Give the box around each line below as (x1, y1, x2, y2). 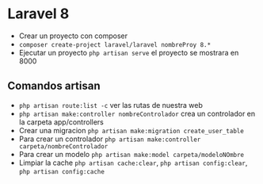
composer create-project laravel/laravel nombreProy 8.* (18, 40, 212, 48)
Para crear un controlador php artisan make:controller (18, 134, 201, 144)
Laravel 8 (7, 5, 70, 23)
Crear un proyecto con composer (18, 31, 128, 40)
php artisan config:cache (18, 167, 105, 175)
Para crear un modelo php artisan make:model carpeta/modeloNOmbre (18, 149, 245, 159)
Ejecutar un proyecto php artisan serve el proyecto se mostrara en (18, 48, 239, 57)
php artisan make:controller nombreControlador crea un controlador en (18, 109, 256, 118)
